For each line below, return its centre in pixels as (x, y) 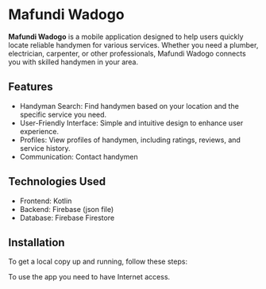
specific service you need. (63, 114)
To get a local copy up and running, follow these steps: (98, 262)
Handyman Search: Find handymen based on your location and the (129, 106)
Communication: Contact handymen (79, 156)
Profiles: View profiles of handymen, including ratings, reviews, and (130, 140)
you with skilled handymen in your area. (73, 62)
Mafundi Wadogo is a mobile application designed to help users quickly (126, 37)
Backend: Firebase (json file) (67, 209)
